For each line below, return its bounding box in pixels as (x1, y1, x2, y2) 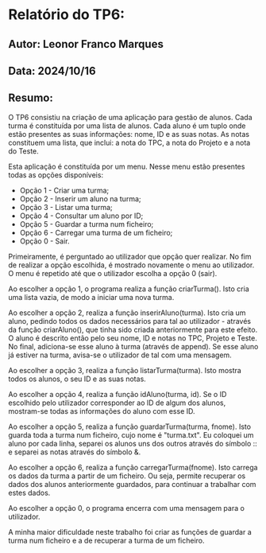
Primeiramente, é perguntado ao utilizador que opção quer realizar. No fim (8, 251, 252, 261)
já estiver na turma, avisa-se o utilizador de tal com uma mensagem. (8, 350, 232, 360)
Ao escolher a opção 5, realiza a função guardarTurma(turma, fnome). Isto (8, 422, 252, 431)
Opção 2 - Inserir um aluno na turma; (19, 193, 141, 204)
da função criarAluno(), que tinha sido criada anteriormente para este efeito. (8, 325, 258, 334)
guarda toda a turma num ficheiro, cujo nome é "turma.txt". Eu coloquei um (8, 430, 254, 439)
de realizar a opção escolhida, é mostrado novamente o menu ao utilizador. (8, 260, 255, 270)
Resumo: (8, 92, 53, 105)
